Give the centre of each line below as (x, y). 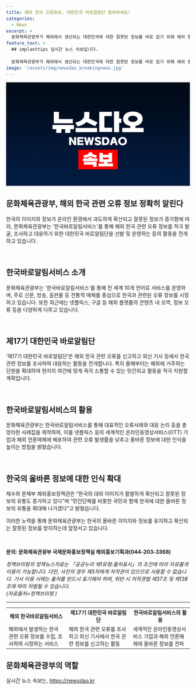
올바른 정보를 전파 (164, 644)
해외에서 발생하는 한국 (34, 629)
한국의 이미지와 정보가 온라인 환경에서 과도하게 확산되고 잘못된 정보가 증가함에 (95, 219)
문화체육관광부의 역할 (42, 665)
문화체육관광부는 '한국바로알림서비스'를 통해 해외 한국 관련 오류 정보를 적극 (99, 226)
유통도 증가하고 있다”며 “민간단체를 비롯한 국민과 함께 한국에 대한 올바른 (98, 501)
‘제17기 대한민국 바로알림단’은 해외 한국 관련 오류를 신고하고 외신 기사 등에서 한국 (98, 356)
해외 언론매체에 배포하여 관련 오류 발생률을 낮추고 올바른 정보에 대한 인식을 (101, 440)
